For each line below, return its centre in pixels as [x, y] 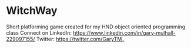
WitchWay [32, 11]
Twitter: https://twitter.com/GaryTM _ [80, 39]
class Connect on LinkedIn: [39, 32]
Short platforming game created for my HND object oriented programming [96, 27]
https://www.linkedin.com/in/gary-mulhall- [125, 32]
